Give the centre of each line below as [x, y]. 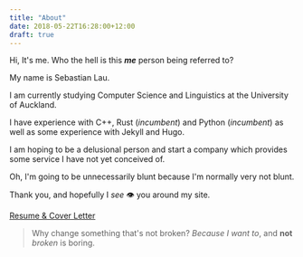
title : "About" [38, 18]
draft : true [32, 34]
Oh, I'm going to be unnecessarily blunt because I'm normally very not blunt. [152, 176]
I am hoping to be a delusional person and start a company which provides [148, 149]
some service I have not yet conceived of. [87, 159]
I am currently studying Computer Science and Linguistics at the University [149, 95]
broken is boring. [63, 243]
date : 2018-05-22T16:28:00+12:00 [72, 26]
